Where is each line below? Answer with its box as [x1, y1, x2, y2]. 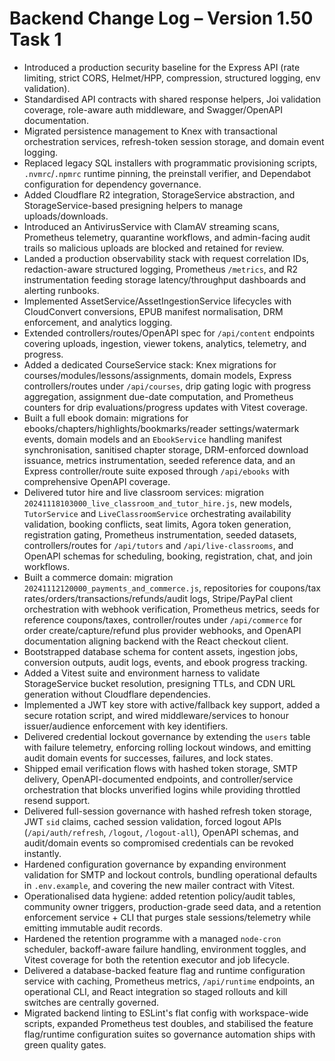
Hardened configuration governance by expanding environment [23, 858, 287, 870]
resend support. [23, 794, 91, 806]
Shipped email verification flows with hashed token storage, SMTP [23, 762, 298, 774]
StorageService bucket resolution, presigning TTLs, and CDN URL [23, 677, 296, 689]
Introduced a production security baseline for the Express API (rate [23, 61, 301, 73]
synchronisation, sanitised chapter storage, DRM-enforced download [23, 443, 309, 456]
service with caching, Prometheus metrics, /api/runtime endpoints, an [23, 975, 316, 987]
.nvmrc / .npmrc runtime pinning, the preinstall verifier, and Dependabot [23, 167, 312, 179]
